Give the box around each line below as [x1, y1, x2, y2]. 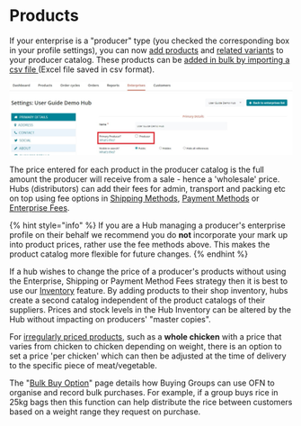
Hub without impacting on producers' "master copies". [9, 314, 211, 325]
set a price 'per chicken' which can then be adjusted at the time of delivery [9, 350, 287, 361]
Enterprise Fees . [9, 203, 70, 213]
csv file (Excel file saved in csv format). [9, 64, 155, 75]
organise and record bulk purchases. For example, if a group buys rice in [9, 387, 279, 398]
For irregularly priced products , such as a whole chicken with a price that [9, 331, 282, 342]
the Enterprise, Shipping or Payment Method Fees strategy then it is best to [9, 276, 288, 286]
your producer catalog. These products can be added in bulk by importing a [9, 54, 290, 65]
